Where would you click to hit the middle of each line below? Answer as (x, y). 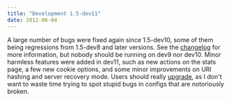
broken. (18, 91)
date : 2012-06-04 (32, 20)
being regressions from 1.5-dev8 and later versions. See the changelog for (114, 47)
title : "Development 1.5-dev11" (54, 13)
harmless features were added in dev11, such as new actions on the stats (112, 62)
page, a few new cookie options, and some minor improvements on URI (110, 69)
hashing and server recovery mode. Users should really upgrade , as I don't (115, 76)
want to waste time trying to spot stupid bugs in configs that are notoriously (116, 84)
